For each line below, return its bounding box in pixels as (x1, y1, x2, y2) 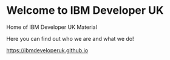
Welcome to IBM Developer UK (6, 4, 164, 17)
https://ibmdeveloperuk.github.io (6, 46, 89, 54)
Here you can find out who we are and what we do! (6, 35, 135, 42)
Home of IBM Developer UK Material (6, 23, 97, 31)
